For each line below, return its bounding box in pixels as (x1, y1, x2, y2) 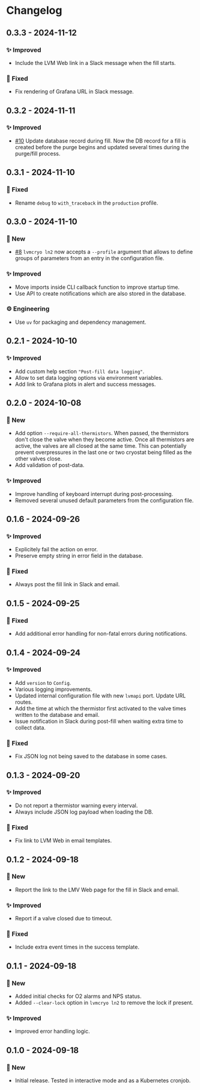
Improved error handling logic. (14, 1027, 90, 1035)
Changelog (6, 4, 62, 17)
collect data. (14, 723, 46, 731)
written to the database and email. (14, 711, 100, 718)
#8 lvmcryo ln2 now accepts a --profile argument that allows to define (14, 248, 193, 256)
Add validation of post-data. (14, 462, 85, 469)
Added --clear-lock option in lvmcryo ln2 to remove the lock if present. (14, 999, 194, 1006)
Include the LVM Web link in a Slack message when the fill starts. (14, 59, 176, 66)
